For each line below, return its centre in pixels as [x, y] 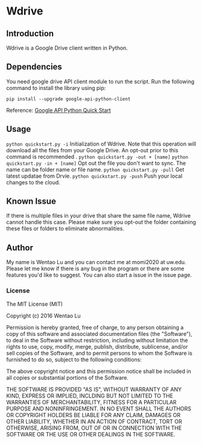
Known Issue [31, 202]
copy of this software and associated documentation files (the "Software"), [99, 334]
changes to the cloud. [33, 182]
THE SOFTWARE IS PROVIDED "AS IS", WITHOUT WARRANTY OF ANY [94, 389]
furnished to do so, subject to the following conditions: [74, 359]
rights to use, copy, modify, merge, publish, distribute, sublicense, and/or [97, 346]
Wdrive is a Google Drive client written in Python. [67, 48]
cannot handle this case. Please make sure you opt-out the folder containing [101, 222]
